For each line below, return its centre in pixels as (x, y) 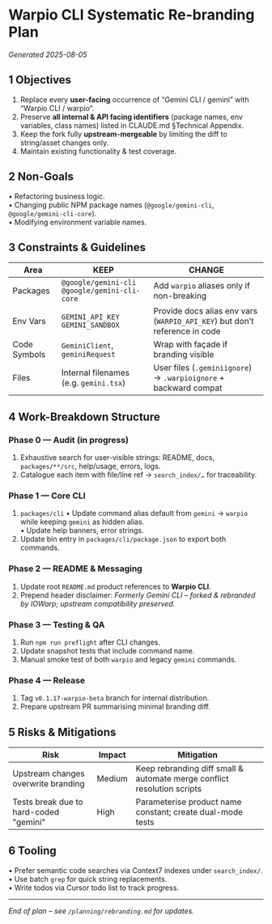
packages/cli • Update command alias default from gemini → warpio (134, 513)
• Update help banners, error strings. (82, 530)
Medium (112, 779)
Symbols (29, 355)
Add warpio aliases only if (202, 286)
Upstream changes (49, 773)
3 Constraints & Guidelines (77, 247)
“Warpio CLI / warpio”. (57, 108)
